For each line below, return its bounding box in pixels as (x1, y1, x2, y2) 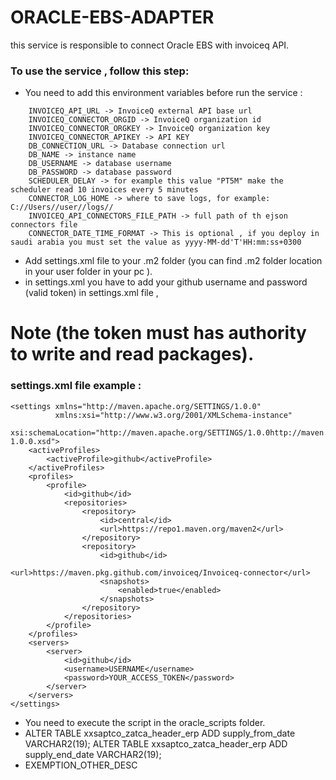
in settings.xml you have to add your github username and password (24, 276, 308, 288)
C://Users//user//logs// (10, 202, 114, 213)
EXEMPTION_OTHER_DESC (24, 759, 138, 771)
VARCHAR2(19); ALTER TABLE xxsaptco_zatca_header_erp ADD (24, 737, 288, 750)
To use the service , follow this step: (10, 64, 190, 78)
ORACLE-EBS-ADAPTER (10, 6, 215, 29)
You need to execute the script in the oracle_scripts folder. (24, 716, 266, 728)
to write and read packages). (10, 343, 255, 366)
